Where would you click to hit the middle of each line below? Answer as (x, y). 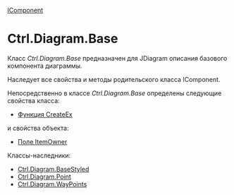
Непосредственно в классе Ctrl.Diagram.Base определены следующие (115, 93)
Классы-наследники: (39, 155)
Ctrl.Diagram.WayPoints (52, 184)
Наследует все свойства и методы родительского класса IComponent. (114, 79)
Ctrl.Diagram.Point (44, 177)
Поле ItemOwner (42, 141)
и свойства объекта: (38, 128)
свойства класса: (33, 100)
